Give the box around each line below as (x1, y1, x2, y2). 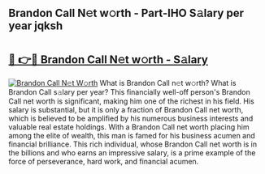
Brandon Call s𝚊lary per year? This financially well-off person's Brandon (8, 87, 250, 96)
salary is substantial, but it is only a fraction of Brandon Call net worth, (8, 105, 244, 114)
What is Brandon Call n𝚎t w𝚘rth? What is (99, 79, 237, 87)
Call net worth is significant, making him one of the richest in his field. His (8, 96, 254, 106)
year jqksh (8, 19, 63, 33)
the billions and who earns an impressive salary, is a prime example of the (8, 148, 256, 157)
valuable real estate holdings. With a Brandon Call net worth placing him (8, 122, 250, 132)
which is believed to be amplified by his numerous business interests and (8, 113, 254, 123)
